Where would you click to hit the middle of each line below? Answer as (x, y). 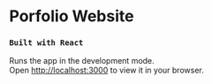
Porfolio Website (72, 16)
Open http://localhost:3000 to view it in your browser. (107, 70)
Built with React (46, 43)
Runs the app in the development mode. (82, 61)
